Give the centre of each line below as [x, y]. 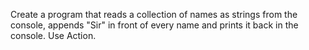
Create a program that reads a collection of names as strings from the [154, 14]
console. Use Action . [53, 35]
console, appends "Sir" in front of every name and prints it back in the [154, 25]
